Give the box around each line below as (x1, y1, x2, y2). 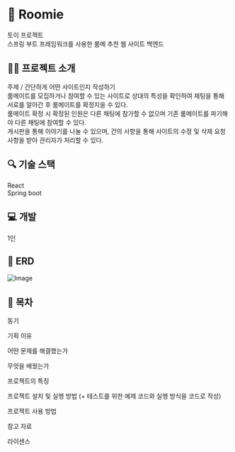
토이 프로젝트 (7, 31, 44, 39)
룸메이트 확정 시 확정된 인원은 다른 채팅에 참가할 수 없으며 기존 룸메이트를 (7, 109, 210, 118)
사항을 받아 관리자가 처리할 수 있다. (7, 136, 104, 144)
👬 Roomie (7, 6, 64, 23)
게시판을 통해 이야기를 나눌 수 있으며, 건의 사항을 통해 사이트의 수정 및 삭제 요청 (7, 127, 227, 136)
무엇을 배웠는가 (7, 362, 50, 370)
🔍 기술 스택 (7, 159, 55, 171)
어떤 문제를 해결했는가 (7, 347, 69, 355)
